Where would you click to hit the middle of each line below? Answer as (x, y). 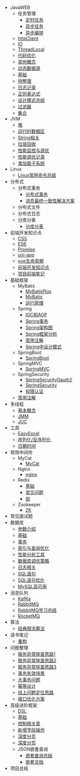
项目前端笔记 (31, 274)
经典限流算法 (31, 628)
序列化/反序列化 (34, 439)
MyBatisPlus (38, 291)
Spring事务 (37, 321)
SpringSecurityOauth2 (49, 380)
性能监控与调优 (33, 150)
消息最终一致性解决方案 (50, 201)
